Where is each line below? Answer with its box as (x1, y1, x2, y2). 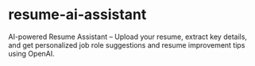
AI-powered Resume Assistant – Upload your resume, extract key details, (8, 32, 248, 41)
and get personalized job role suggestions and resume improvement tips (8, 40, 245, 49)
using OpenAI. (8, 49, 56, 58)
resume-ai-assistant (8, 6, 147, 24)
